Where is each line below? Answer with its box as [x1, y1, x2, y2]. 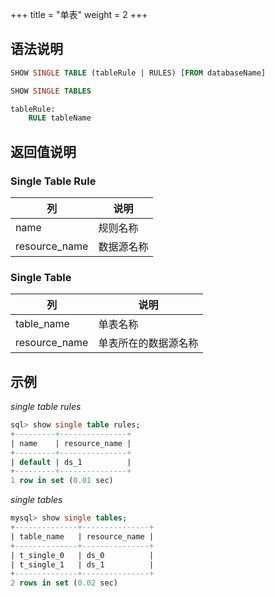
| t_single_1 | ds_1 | [10, 559, 155, 570]
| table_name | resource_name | [10, 531, 155, 542]
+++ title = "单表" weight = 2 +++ [10, 9, 148, 20]
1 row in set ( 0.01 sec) [10, 476, 114, 486]
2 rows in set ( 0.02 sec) [10, 578, 118, 588]
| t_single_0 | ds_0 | [10, 550, 155, 560]
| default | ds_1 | [10, 457, 132, 467]
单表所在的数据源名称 [98, 336, 199, 350]
